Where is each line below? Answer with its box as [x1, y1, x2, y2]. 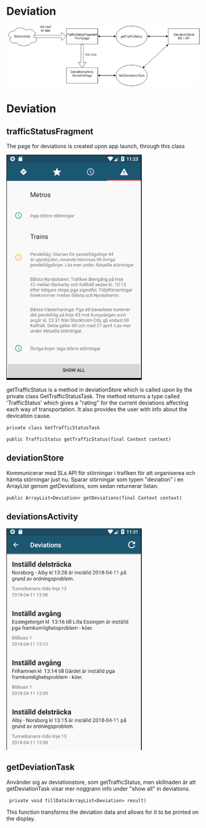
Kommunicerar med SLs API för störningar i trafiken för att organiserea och [6, 469, 196, 476]
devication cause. [6, 412, 51, 420]
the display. [6, 814, 36, 822]
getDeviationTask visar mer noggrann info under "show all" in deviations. [6, 784, 191, 792]
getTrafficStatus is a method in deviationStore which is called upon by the [6, 386, 193, 393]
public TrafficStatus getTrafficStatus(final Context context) [6, 436, 172, 443]
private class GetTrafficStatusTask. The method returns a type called [6, 393, 180, 400]
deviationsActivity [6, 511, 78, 522]
